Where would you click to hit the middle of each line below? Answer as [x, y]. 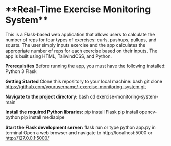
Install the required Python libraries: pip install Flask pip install [72, 112]
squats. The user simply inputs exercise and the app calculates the [76, 45]
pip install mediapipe [43, 117]
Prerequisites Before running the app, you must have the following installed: [86, 66]
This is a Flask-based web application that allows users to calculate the [80, 34]
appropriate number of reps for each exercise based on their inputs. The [81, 51]
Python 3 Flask [21, 71]
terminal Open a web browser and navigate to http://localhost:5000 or [79, 132]
